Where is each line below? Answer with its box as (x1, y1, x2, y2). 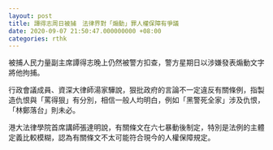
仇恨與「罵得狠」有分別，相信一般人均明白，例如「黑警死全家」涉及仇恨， (15, 95, 265, 105)
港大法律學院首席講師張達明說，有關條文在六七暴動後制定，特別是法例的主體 (8, 122, 265, 132)
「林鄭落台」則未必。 (8, 105, 80, 115)
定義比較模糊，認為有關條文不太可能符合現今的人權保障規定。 (8, 133, 215, 143)
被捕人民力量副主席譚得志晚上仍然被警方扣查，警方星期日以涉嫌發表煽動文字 (8, 58, 265, 67)
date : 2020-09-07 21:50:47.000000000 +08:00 (8, 27, 162, 35)
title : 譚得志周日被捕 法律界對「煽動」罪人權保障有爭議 (8, 19, 180, 28)
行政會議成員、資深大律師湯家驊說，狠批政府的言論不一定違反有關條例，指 (8, 85, 258, 95)
